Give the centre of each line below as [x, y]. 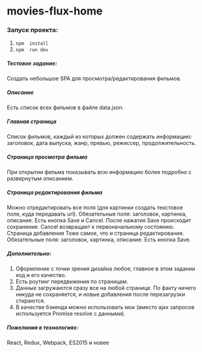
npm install [32, 43]
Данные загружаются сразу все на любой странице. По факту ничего [106, 288]
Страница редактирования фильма [55, 192]
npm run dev [32, 50]
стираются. [30, 301]
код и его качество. [41, 275]
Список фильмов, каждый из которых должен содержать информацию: [99, 136]
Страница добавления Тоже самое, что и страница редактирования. [96, 233]
